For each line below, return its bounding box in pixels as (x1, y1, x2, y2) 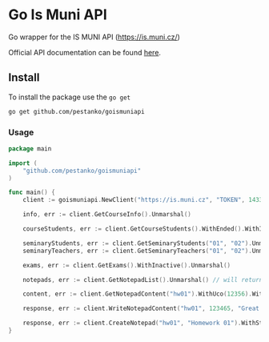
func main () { (8, 188, 56, 197)
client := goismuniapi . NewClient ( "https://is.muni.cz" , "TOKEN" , (22, 196, 246, 204)
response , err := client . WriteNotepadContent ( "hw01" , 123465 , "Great (22, 304, 260, 313)
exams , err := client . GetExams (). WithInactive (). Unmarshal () (22, 261, 231, 269)
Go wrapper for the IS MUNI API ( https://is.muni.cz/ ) (8, 32, 180, 42)
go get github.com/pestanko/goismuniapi (8, 107, 146, 115)
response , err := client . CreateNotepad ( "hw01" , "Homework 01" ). (22, 319, 242, 328)
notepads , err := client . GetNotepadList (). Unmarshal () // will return (22, 276, 263, 284)
